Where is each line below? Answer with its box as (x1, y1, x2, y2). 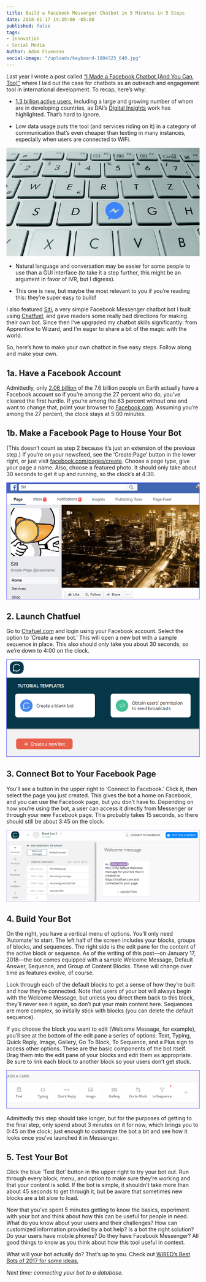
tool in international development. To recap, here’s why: (6, 86, 147, 93)
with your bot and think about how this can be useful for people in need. (6, 1213, 189, 1220)
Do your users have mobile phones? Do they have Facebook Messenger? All (6, 1232, 199, 1240)
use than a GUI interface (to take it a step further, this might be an (15, 269, 181, 276)
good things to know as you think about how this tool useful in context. (6, 1238, 185, 1246)
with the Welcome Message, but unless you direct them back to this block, (6, 994, 195, 1001)
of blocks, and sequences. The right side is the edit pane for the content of (6, 943, 196, 950)
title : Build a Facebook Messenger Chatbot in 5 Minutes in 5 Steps (6, 10, 185, 16)
